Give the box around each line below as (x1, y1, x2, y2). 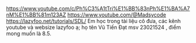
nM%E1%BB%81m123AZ (6, 11, 66, 18)
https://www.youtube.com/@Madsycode (67, 11, 166, 18)
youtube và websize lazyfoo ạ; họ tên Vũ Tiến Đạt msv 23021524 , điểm (6, 24, 181, 31)
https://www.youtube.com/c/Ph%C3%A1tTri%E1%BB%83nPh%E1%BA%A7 (6, 5, 190, 12)
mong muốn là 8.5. (6, 30, 51, 37)
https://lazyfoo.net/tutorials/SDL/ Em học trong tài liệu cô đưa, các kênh (6, 18, 181, 24)
